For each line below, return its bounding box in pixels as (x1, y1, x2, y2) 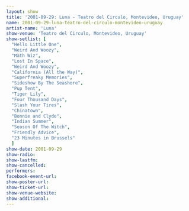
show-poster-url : (6, 179, 49, 185)
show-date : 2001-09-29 (6, 146, 62, 152)
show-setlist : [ (6, 36, 46, 42)
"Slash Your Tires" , (11, 102, 62, 108)
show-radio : (6, 151, 36, 157)
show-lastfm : (6, 157, 39, 163)
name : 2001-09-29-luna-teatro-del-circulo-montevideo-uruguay (6, 20, 163, 25)
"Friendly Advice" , (11, 129, 60, 136)
